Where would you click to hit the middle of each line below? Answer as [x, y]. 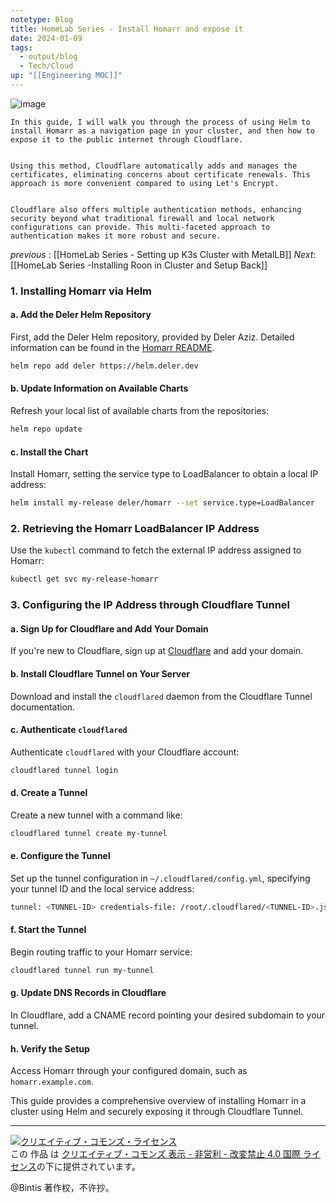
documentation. [43, 707]
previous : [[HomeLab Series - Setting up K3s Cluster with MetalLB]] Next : [163, 254]
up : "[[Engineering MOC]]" [66, 76]
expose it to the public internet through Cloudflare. [127, 139]
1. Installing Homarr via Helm [81, 291]
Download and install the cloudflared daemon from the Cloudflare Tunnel [161, 696]
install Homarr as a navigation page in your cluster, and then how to [162, 131]
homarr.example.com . [52, 1082]
